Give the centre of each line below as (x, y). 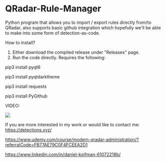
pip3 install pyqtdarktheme (33, 77)
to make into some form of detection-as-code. (53, 33)
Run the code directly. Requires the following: (59, 57)
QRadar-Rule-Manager (53, 9)
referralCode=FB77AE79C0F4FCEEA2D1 (46, 145)
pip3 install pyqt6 (23, 67)
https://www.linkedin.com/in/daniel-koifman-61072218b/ (63, 154)
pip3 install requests (26, 86)
